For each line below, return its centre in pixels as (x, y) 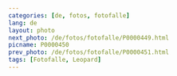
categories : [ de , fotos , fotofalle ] (69, 15)
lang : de (23, 23)
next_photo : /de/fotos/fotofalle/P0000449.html (89, 38)
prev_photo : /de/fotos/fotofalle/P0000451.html (89, 52)
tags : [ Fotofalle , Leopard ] (55, 60)
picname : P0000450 (39, 45)
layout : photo (32, 30)
